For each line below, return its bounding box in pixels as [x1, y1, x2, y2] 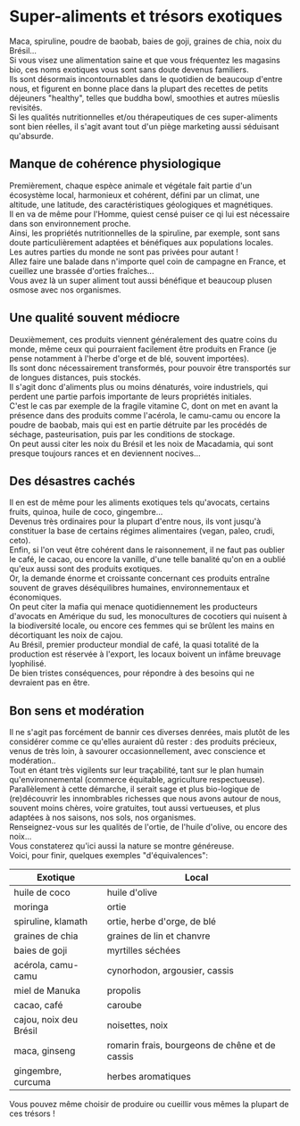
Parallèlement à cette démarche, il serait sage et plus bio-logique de [9, 783, 261, 795]
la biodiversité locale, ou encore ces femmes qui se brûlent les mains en [9, 620, 275, 631]
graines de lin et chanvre [106, 930, 211, 942]
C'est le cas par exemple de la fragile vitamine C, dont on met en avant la [9, 400, 279, 411]
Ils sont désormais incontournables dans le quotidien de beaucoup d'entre [9, 73, 283, 84]
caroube [106, 999, 143, 1012]
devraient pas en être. [9, 677, 91, 688]
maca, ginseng [13, 1045, 76, 1057]
